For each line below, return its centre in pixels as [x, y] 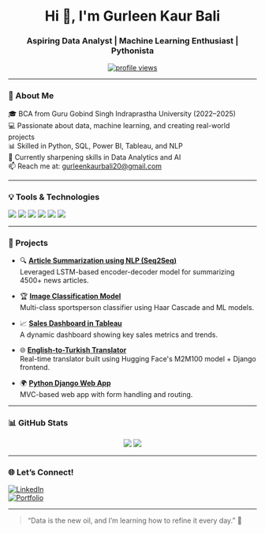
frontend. [35, 368]
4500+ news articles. [54, 281]
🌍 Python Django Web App [65, 384]
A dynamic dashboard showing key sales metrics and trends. [119, 335]
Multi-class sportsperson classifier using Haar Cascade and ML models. [137, 308]
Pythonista [132, 51]
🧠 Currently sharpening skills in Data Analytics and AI [95, 157]
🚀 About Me [31, 96]
